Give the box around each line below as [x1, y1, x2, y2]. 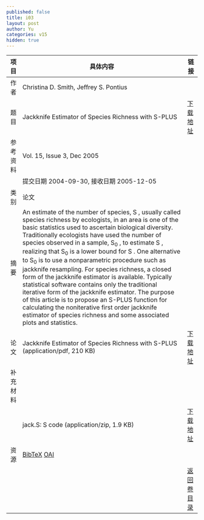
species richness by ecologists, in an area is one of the [22, 216, 179, 224]
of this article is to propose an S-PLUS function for [22, 295, 168, 304]
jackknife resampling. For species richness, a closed [22, 265, 172, 273]
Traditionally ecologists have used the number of [22, 231, 162, 239]
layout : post [6, 20, 39, 26]
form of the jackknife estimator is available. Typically [22, 272, 172, 281]
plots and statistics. [22, 318, 78, 327]
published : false [6, 9, 50, 15]
